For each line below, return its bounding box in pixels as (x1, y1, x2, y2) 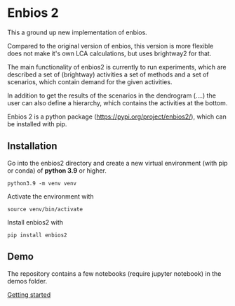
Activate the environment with (7, 192, 94, 201)
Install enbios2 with (7, 218, 64, 226)
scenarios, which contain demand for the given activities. (7, 77, 173, 86)
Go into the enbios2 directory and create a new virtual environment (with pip (7, 159, 228, 167)
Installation (7, 140, 58, 152)
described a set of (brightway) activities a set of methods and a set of (7, 70, 209, 79)
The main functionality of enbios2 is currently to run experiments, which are (7, 62, 227, 71)
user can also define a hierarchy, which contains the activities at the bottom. (7, 98, 228, 107)
